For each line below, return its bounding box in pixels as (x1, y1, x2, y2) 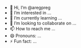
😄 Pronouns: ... (9, 33, 42, 39)
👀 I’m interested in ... (9, 10, 52, 16)
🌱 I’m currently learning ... (9, 15, 62, 21)
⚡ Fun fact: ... (9, 38, 37, 44)
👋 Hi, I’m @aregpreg (9, 5, 51, 10)
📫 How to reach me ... (9, 26, 55, 31)
